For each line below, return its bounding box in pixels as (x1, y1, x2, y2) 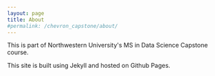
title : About (7, 16, 45, 23)
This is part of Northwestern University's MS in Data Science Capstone (7, 41, 208, 50)
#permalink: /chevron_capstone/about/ (7, 22, 118, 29)
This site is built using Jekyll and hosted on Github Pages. (7, 62, 170, 70)
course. (7, 48, 29, 56)
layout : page (7, 9, 45, 17)
